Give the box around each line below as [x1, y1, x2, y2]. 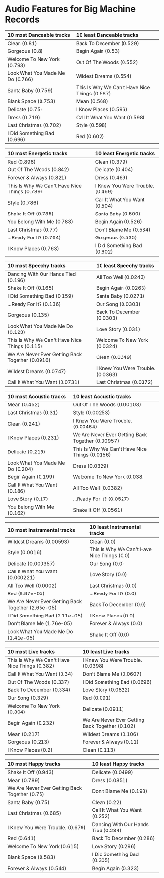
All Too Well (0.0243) [96, 273, 145, 280]
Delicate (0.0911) [82, 705, 124, 712]
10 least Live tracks [82, 648, 130, 655]
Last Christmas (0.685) [7, 809, 61, 816]
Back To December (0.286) [92, 835, 155, 842]
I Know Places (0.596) [76, 106, 128, 113]
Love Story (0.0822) [82, 687, 130, 693]
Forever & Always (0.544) [7, 865, 67, 872]
